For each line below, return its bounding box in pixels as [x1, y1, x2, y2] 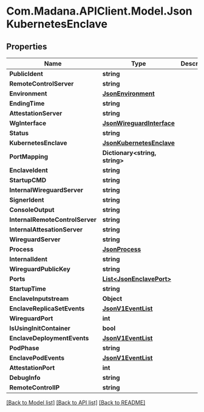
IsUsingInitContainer [9, 324, 71, 332]
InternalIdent [9, 255, 47, 263]
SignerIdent [9, 196, 44, 204]
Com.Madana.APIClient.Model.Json [6, 4, 192, 18]
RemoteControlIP [9, 383, 60, 391]
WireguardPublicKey [9, 265, 71, 273]
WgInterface [9, 119, 47, 127]
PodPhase [9, 344, 39, 352]
